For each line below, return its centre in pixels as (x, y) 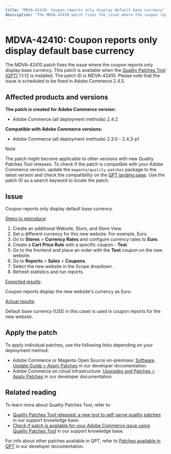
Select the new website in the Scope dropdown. (63, 266)
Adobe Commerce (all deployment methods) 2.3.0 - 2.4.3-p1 (76, 139)
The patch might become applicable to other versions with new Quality (79, 159)
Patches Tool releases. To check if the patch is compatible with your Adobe (84, 164)
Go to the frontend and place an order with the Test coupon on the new (88, 250)
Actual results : (20, 302)
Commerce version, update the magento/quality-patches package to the (81, 170)
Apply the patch (31, 332)
